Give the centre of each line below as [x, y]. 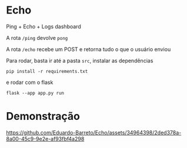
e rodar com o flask [30, 82]
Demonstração [43, 117]
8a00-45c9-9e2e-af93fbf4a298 [45, 139]
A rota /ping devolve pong [37, 38]
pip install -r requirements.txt [47, 71]
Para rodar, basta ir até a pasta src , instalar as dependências [80, 60]
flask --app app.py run [35, 93]
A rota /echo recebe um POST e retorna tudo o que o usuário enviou [89, 49]
